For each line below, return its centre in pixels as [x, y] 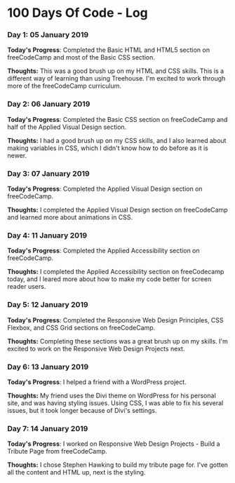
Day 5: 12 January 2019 [48, 305]
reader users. [27, 287]
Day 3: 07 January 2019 [48, 173]
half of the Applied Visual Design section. [67, 127]
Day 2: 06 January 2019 [49, 104]
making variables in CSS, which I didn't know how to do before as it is [108, 148]
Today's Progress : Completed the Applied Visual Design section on [105, 189]
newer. [17, 155]
